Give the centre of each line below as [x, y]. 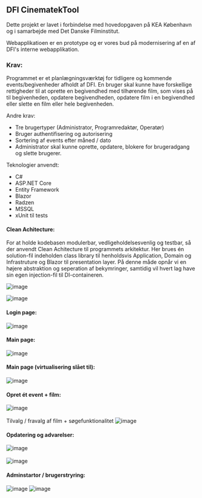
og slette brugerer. [38, 153]
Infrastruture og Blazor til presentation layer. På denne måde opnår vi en [96, 262]
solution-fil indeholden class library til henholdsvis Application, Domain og [99, 256]
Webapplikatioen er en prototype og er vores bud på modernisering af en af [101, 42]
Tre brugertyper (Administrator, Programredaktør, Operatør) [89, 127]
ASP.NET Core [33, 183]
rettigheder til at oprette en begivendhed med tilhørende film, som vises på [100, 91]
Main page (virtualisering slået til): [51, 367]
